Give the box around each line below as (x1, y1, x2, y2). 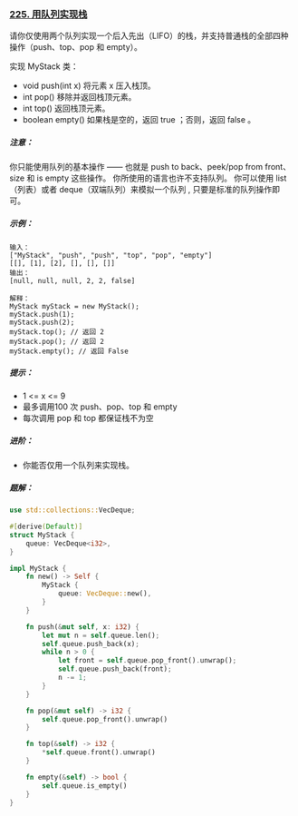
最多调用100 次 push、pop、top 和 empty (22, 401, 178, 412)
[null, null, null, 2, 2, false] (9, 277, 136, 286)
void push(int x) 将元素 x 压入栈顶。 (22, 80, 156, 92)
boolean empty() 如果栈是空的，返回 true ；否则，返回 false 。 (22, 114, 256, 125)
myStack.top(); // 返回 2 (9, 328, 104, 337)
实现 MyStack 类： (9, 61, 79, 72)
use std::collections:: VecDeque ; (9, 506, 136, 515)
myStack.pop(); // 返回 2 (9, 338, 104, 347)
